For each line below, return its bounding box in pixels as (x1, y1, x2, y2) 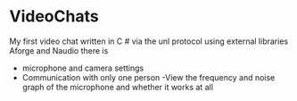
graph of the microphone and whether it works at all (21, 81, 214, 92)
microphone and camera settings (21, 63, 144, 73)
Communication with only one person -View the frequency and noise (21, 72, 276, 82)
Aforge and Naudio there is (9, 45, 109, 55)
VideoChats (9, 6, 100, 27)
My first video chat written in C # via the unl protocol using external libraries (9, 36, 288, 46)
